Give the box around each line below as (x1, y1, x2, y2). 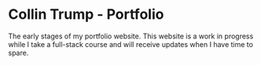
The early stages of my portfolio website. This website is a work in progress (8, 31, 254, 41)
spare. (8, 48, 29, 57)
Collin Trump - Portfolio (8, 5, 164, 23)
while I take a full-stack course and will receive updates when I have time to (8, 39, 254, 49)
